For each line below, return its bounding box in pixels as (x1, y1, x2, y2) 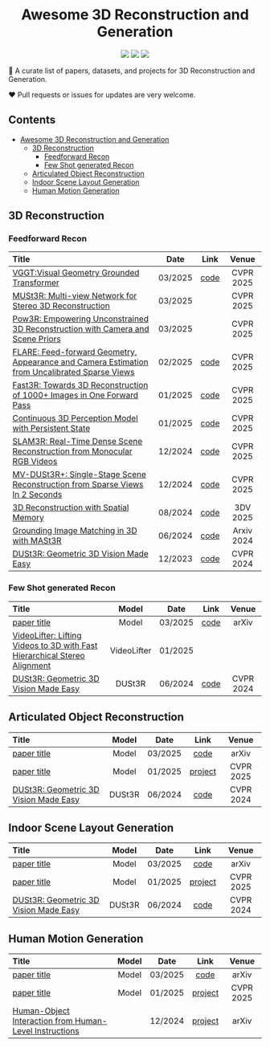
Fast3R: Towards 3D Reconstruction (12, 380, 149, 391)
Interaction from (12, 1016, 74, 1027)
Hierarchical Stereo (12, 650, 86, 661)
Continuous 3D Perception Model (12, 413, 138, 424)
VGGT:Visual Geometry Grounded (12, 267, 140, 279)
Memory (12, 512, 44, 523)
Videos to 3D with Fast (12, 640, 98, 651)
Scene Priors (12, 333, 62, 344)
